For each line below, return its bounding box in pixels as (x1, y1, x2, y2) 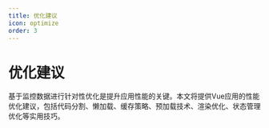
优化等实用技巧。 (8, 111, 65, 121)
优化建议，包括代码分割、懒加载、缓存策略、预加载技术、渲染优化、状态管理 (8, 102, 261, 111)
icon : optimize (8, 19, 59, 27)
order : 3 (8, 26, 38, 34)
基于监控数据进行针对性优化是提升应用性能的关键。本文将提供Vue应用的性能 (8, 91, 260, 101)
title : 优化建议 (8, 11, 58, 20)
